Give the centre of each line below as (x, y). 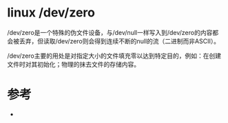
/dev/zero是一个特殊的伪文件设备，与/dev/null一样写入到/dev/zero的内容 (110, 32)
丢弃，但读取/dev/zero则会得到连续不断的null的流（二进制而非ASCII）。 (120, 41)
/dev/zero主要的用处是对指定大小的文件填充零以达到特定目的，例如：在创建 (114, 56)
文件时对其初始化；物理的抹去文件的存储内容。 (73, 64)
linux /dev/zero (51, 13)
